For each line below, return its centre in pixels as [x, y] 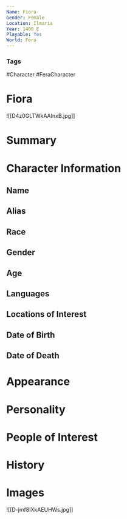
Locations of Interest [46, 314]
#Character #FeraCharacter [41, 75]
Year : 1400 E [23, 29]
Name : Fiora [21, 12]
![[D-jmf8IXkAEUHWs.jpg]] [40, 509]
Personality [36, 409]
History [26, 465]
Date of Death [33, 356]
